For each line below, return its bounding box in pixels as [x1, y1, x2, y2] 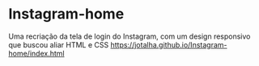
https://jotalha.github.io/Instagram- [110, 39, 227, 49]
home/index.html [8, 48, 65, 58]
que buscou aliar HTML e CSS [8, 39, 109, 49]
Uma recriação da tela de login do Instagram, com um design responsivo [8, 31, 251, 41]
